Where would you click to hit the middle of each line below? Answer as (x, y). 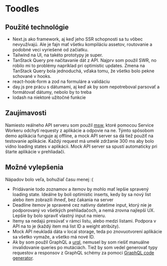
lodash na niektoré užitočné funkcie (49, 97)
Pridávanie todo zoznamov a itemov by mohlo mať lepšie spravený (81, 189)
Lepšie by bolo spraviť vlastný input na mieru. (59, 216)
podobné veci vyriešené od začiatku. (50, 50)
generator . (23, 258)
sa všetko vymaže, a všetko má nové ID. (54, 237)
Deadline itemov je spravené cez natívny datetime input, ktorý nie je (82, 205)
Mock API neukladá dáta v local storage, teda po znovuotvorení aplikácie (87, 231)
